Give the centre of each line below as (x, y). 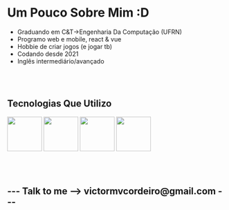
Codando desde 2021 (48, 54)
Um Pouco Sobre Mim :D (79, 13)
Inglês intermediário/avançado (61, 61)
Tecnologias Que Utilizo (59, 104)
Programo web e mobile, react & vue (69, 39)
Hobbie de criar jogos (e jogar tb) (65, 46)
